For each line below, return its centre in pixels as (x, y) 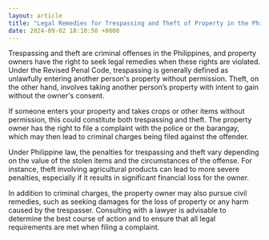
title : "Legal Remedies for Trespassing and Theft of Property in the (128, 23)
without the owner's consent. (56, 96)
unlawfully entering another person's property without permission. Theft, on (134, 79)
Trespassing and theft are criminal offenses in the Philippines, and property (132, 54)
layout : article (35, 16)
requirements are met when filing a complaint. (84, 227)
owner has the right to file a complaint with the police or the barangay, (124, 128)
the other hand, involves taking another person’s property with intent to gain (133, 87)
